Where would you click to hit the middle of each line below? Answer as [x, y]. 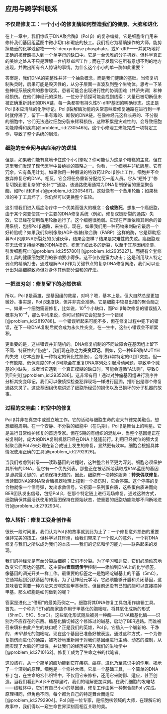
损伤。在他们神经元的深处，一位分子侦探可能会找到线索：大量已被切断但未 [85, 97]
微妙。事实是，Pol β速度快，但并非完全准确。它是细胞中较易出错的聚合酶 [80, 302]
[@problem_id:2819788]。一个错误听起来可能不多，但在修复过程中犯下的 [80, 321]
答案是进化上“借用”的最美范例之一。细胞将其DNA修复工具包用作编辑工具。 [82, 602]
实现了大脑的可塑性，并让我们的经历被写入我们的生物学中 [68, 646]
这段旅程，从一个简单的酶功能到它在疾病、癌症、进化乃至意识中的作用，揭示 [83, 663]
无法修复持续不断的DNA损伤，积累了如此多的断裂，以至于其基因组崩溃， [84, 245]
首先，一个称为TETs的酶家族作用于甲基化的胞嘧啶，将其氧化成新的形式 [78, 609]
